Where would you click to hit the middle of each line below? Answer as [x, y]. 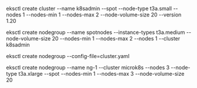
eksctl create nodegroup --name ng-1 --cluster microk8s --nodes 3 [88, 67]
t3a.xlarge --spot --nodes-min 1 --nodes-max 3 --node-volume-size [101, 74]
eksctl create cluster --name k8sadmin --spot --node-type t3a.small [89, 9]
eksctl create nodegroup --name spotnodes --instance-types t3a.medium [96, 32]
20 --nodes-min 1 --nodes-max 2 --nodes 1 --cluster [116, 38]
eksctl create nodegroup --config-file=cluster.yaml [68, 56]
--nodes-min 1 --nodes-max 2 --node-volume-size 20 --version [104, 15]
